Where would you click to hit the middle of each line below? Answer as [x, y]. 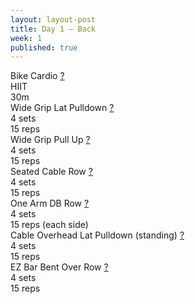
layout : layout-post [53, 19]
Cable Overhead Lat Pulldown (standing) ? [97, 235]
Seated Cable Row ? [51, 172]
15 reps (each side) [49, 225]
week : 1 [26, 38]
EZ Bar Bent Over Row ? [59, 267]
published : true [44, 47]
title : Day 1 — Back [53, 29]
